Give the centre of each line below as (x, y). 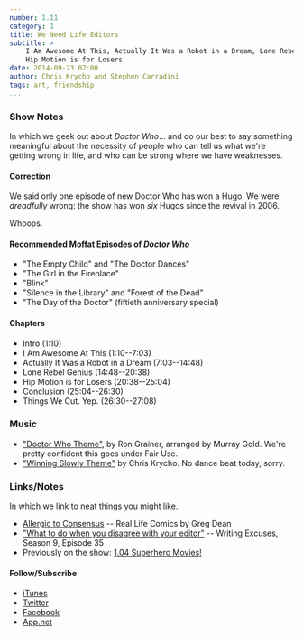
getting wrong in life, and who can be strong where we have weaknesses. (146, 155)
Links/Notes (37, 486)
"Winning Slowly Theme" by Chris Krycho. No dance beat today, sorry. (154, 463)
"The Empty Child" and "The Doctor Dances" (106, 264)
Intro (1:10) (42, 343)
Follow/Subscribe (43, 573)
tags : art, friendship (52, 85)
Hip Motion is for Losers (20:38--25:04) (96, 381)
